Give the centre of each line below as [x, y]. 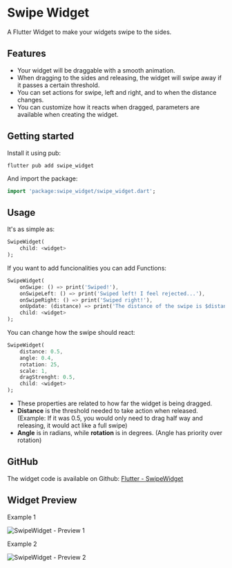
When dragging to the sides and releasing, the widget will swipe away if [119, 77]
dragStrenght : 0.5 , [48, 377]
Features [27, 54]
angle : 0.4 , [37, 358]
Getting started [41, 136]
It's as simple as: [31, 229]
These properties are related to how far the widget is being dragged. [115, 403]
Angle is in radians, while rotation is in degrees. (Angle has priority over [120, 433]
